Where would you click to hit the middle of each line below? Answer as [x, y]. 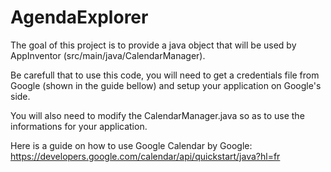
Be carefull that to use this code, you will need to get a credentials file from [165, 75]
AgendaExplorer [79, 17]
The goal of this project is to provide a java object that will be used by [153, 45]
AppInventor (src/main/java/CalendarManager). [108, 55]
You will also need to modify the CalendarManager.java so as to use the [157, 115]
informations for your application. [79, 126]
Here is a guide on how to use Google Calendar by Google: [131, 145]
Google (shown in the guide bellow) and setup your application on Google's [166, 85]
